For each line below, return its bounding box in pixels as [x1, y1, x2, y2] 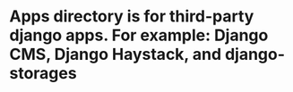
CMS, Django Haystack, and [9, 45, 222, 64]
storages [9, 63, 78, 84]
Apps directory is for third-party [9, 6, 254, 27]
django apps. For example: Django [9, 25, 269, 46]
